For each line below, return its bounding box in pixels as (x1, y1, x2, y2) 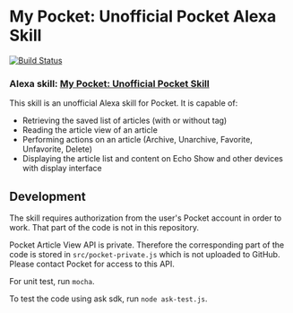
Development (9, 188, 87, 204)
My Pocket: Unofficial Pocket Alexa (9, 6, 277, 27)
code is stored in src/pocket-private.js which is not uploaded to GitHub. (9, 249, 280, 260)
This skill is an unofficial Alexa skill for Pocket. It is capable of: (9, 98, 238, 109)
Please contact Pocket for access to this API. (9, 258, 175, 270)
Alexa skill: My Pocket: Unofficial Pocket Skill (9, 77, 210, 90)
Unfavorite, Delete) (22, 143, 92, 154)
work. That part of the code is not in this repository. (9, 222, 200, 233)
